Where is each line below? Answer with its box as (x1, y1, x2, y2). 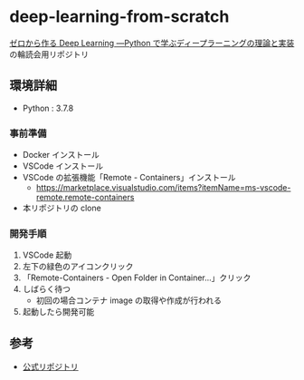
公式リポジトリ (22, 361, 79, 373)
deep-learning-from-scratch (9, 6, 230, 27)
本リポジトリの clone (22, 202, 101, 214)
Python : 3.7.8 (22, 102, 74, 113)
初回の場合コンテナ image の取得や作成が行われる (35, 295, 223, 306)
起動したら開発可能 (22, 307, 95, 317)
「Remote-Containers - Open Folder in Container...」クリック (22, 272, 252, 283)
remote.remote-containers (35, 192, 135, 203)
